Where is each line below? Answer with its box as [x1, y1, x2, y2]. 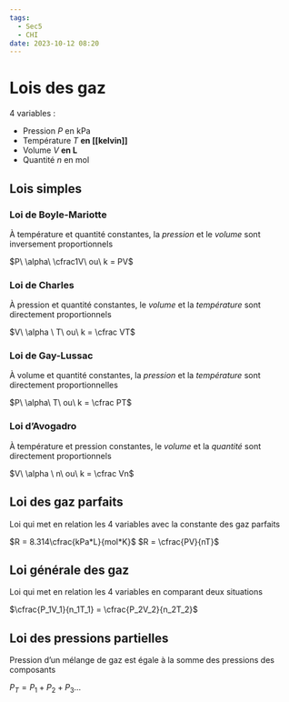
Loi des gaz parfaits [9, 495, 125, 510]
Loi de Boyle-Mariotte [9, 208, 107, 221]
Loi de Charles [9, 278, 75, 291]
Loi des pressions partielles [9, 630, 169, 646]
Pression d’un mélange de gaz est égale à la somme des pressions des [9, 655, 275, 666]
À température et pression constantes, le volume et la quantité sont [9, 440, 262, 451]
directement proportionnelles [9, 379, 118, 391]
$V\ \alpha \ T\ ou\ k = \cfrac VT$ [9, 326, 136, 337]
